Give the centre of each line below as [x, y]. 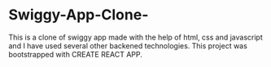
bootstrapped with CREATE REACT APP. [75, 54]
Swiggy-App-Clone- [79, 15]
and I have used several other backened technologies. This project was [128, 45]
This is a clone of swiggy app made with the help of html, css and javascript [135, 37]
